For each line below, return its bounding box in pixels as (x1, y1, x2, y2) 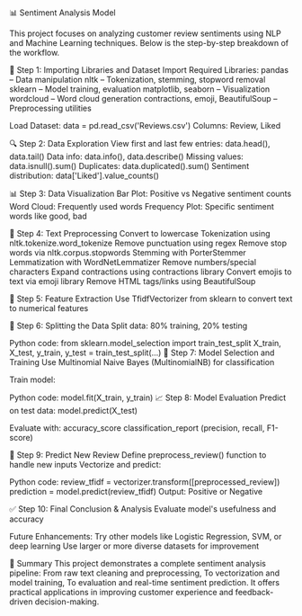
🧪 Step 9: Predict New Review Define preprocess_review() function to (9, 450, 267, 460)
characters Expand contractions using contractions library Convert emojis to (9, 266, 292, 277)
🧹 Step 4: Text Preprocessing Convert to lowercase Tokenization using (9, 228, 271, 238)
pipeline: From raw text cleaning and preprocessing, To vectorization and (9, 567, 280, 578)
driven (9, 596, 33, 607)
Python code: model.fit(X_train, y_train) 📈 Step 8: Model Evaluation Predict (9, 392, 287, 403)
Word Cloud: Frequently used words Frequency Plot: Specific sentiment (9, 201, 274, 211)
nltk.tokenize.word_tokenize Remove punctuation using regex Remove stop (9, 237, 288, 248)
